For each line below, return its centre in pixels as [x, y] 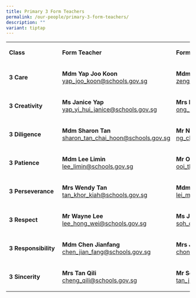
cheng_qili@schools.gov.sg [99, 280]
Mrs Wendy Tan [85, 188]
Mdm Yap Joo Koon [90, 74]
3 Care [18, 78]
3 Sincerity [25, 277]
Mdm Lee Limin [84, 160]
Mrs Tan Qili [79, 273]
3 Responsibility [32, 248]
